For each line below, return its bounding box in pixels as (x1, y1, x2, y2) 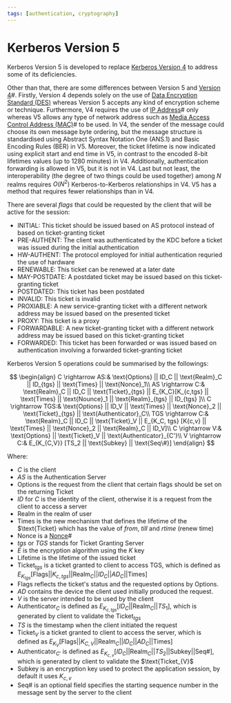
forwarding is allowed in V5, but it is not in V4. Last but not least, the (7, 164, 201, 173)
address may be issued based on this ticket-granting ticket (17, 331, 185, 340)
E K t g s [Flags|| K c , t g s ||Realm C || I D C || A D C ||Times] (17, 570, 148, 581)
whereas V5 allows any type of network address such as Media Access (7, 113, 210, 121)
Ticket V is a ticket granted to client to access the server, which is (17, 628, 202, 638)
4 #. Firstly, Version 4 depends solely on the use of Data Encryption (7, 90, 198, 99)
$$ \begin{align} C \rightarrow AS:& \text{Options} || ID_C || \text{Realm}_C (9, 373, 223, 381)
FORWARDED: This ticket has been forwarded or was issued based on (17, 339, 217, 347)
